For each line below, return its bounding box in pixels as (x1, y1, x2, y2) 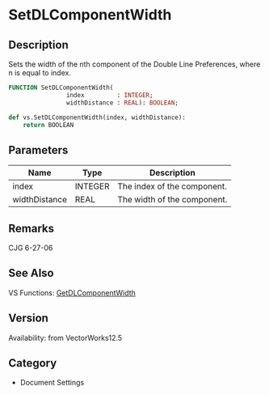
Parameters (8, 143, 69, 157)
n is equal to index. (8, 68, 71, 78)
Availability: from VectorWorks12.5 (8, 333, 123, 342)
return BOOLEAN (23, 121, 74, 129)
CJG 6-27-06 (8, 243, 53, 253)
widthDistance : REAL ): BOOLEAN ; (65, 99, 179, 107)
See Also (8, 266, 54, 280)
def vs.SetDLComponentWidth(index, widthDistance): (8, 113, 186, 121)
